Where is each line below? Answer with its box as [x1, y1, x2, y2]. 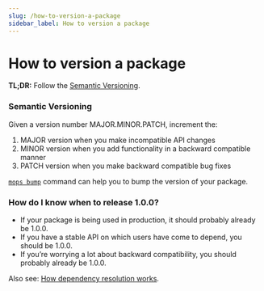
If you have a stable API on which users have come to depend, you [19, 232, 242, 242]
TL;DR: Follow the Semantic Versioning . [8, 81, 140, 91]
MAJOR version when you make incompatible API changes [19, 135, 216, 145]
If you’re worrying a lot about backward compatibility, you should [19, 250, 237, 259]
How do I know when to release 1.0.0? [8, 196, 159, 208]
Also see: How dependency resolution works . [8, 274, 160, 284]
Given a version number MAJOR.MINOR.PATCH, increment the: [8, 119, 218, 129]
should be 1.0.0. [19, 241, 73, 251]
